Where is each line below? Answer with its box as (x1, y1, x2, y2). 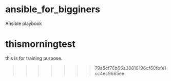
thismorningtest (5, 38, 76, 50)
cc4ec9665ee (94, 70, 125, 76)
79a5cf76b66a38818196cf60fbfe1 (94, 65, 166, 71)
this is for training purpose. (5, 55, 63, 61)
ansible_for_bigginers (5, 4, 100, 15)
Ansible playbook (5, 20, 42, 26)
